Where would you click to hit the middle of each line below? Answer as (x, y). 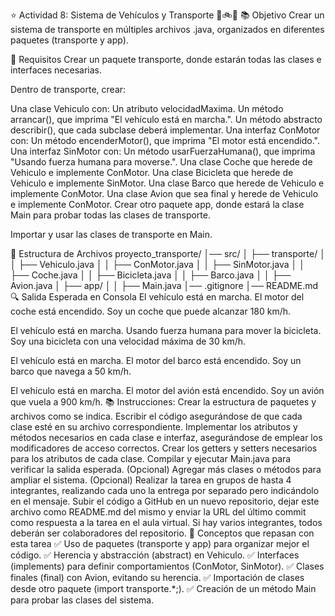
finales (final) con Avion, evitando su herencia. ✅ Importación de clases (157, 577)
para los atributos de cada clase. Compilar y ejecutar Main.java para (151, 458)
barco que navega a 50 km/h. (71, 371)
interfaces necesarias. (56, 70)
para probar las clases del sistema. (82, 600)
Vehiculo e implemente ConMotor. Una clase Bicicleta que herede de (152, 172)
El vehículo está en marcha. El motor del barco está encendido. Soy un (156, 360)
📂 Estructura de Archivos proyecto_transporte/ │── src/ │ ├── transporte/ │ (168, 253)
